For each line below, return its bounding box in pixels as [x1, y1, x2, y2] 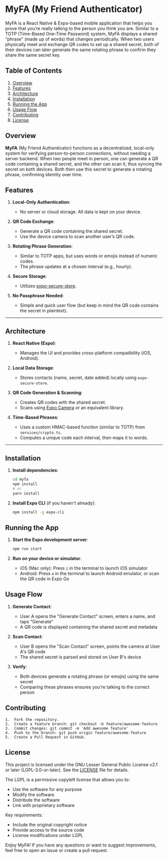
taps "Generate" [19, 618, 53, 624]
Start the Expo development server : [12, 537, 88, 543]
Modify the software [12, 791, 54, 797]
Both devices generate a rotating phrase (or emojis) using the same [19, 673, 159, 679]
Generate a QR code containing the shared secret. [19, 228, 123, 234]
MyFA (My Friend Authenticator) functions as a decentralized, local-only [5, 145, 154, 151]
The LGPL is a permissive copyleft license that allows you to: [5, 776, 130, 782]
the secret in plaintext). [19, 308, 67, 314]
